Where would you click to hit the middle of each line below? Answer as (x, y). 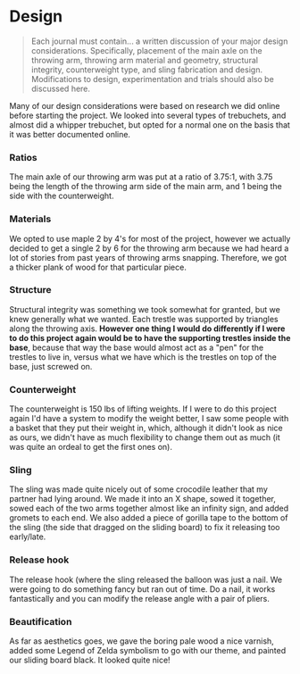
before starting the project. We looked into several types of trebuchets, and (148, 115)
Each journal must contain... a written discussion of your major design (159, 41)
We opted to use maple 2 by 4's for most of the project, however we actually (150, 238)
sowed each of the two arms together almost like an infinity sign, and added (149, 508)
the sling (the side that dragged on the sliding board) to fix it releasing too (145, 528)
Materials (30, 219)
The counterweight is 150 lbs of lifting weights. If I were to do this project (143, 409)
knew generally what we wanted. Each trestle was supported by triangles (144, 319)
